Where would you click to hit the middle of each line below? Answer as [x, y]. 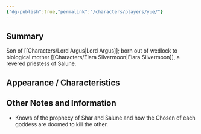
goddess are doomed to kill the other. [62, 124]
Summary [25, 37]
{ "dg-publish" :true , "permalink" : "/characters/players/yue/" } [85, 12]
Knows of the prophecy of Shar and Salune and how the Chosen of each [105, 118]
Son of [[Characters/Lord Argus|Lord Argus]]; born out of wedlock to [92, 51]
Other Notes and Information [61, 103]
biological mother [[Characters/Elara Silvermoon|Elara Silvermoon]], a [93, 57]
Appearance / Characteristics [63, 82]
